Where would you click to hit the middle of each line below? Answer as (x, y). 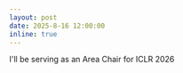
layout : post (33, 17)
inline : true (33, 34)
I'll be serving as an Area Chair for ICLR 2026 (92, 60)
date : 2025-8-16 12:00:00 (57, 26)
